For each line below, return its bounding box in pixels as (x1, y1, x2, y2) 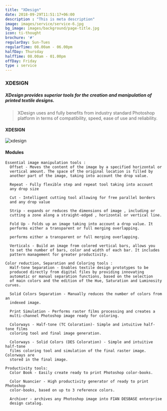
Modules (5, 149, 24, 155)
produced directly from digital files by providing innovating (9, 269, 144, 275)
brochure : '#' (5, 35, 35, 40)
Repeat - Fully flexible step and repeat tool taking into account (9, 182, 153, 187)
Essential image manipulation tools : (5, 160, 86, 165)
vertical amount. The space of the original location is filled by (9, 169, 153, 174)
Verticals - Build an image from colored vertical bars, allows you (9, 243, 155, 248)
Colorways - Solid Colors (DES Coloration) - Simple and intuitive (9, 339, 153, 345)
